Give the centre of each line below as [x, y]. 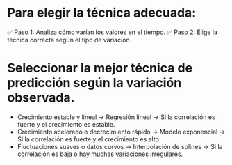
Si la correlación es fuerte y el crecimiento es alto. [89, 139]
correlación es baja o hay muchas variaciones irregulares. [100, 154]
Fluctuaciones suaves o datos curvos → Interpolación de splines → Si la [120, 146]
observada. [41, 98]
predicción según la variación [94, 83]
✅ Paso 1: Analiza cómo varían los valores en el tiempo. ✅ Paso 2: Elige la [112, 32]
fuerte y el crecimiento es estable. [66, 124]
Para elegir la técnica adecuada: [102, 13]
